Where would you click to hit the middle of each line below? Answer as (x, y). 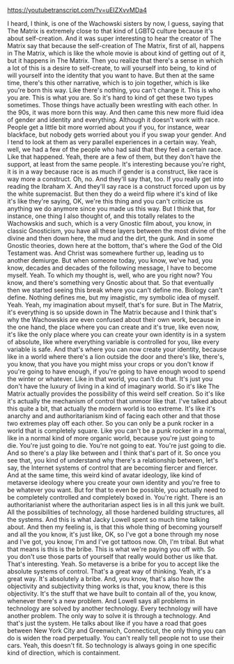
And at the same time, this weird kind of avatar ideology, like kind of (104, 475)
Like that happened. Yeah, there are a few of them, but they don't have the (114, 157)
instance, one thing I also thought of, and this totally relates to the (101, 216)
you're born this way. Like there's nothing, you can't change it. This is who (114, 90)
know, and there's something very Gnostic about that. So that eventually (111, 283)
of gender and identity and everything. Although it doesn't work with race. (114, 120)
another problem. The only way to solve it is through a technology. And (109, 616)
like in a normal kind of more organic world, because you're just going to (111, 438)
